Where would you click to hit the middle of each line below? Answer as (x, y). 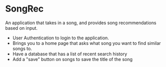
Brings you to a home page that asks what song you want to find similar (87, 43)
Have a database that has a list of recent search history (70, 54)
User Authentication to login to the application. (61, 38)
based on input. (21, 28)
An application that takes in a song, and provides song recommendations (81, 23)
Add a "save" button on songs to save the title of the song (72, 59)
